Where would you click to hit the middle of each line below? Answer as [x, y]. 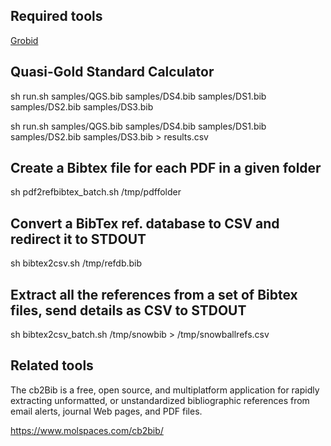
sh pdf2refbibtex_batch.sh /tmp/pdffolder [96, 192]
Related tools [52, 365]
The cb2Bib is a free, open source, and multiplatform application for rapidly [165, 390]
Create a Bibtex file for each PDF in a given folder [166, 168]
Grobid [24, 40]
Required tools [56, 16]
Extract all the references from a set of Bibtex [154, 294]
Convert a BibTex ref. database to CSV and [145, 223]
